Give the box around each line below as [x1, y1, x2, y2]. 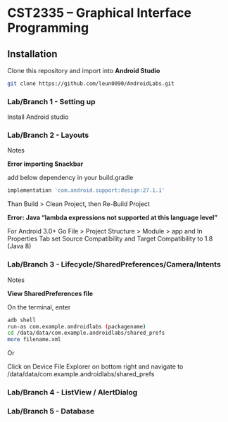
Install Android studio [7, 113, 69, 121]
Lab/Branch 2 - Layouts [7, 130, 89, 140]
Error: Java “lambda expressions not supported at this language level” [7, 213, 218, 222]
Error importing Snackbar [7, 160, 84, 168]
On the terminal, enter [7, 302, 71, 311]
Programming [7, 20, 89, 36]
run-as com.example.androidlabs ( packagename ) [7, 323, 146, 330]
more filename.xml [7, 336, 61, 343]
